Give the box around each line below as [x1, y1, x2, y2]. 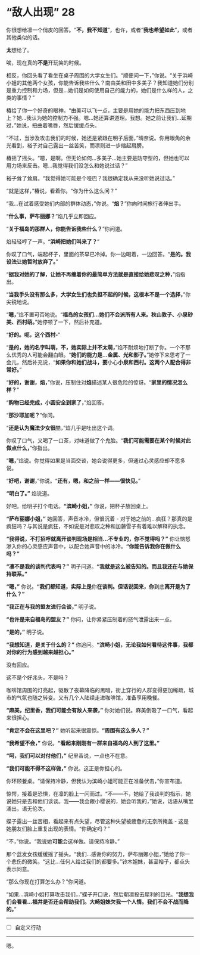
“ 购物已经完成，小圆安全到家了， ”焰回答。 [6, 399, 108, 406]
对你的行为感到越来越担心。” [6, 648, 74, 656]
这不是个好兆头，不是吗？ [6, 674, 69, 681]
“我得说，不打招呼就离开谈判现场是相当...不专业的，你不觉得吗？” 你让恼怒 [6, 535, 190, 542]
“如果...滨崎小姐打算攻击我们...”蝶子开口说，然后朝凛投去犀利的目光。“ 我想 [6, 891, 189, 898]
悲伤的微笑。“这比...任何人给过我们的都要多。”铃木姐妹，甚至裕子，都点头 [11, 858, 190, 865]
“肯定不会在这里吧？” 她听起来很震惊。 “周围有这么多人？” [6, 727, 149, 734]
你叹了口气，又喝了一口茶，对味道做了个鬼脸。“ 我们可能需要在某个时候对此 [6, 436, 192, 444]
